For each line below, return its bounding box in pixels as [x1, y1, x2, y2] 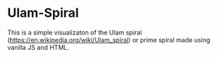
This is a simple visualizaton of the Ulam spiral [7, 28, 143, 37]
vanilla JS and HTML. [7, 43, 69, 51]
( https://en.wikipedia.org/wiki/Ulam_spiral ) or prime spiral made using [7, 35, 211, 44]
